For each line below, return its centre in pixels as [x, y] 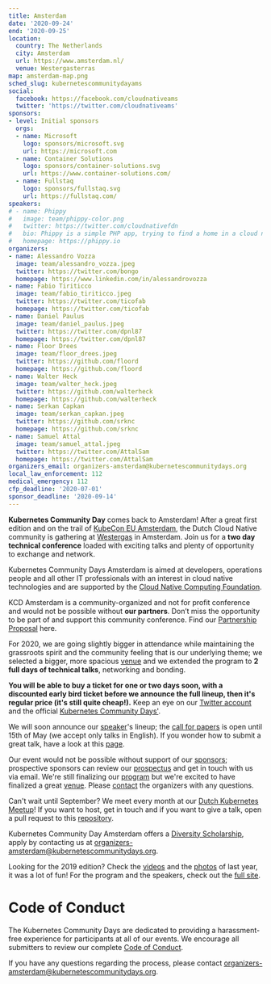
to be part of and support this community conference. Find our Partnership [133, 620]
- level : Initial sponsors [54, 121]
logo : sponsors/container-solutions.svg [92, 166]
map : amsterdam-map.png [48, 76]
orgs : [25, 128]
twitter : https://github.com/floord [77, 362]
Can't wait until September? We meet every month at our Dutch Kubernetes [133, 801]
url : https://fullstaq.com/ [70, 196]
